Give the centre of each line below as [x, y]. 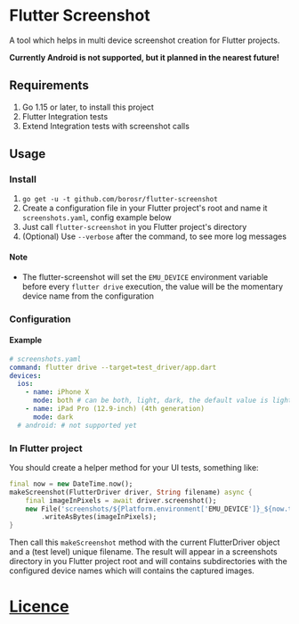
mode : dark [53, 417]
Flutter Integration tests [65, 116]
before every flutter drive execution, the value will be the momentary [152, 286]
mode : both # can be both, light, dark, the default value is [150, 401]
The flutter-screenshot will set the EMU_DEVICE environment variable [145, 276]
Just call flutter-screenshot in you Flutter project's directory [134, 227]
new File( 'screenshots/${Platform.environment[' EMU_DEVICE [137, 509]
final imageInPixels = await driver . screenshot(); [121, 500]
